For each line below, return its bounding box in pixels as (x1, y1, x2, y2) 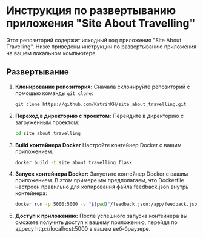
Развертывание (6, 67, 69, 78)
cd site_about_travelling (15, 130, 81, 136)
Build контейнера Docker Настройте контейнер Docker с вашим (15, 141, 182, 148)
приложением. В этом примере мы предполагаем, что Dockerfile (15, 177, 185, 184)
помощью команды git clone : (15, 89, 93, 97)
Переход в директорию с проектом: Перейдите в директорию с (15, 112, 184, 119)
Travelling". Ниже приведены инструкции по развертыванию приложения (6, 43, 197, 50)
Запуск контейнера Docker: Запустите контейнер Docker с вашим (15, 170, 188, 177)
